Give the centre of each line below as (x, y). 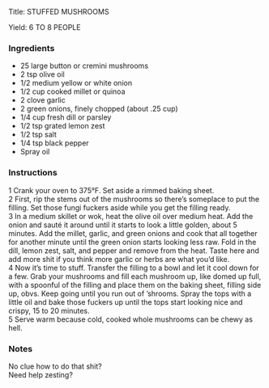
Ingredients (32, 48)
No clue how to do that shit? (56, 366)
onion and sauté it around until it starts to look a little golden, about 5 (123, 225)
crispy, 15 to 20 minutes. (49, 310)
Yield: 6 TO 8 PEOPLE (45, 27)
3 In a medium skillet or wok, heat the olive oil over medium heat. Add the (131, 216)
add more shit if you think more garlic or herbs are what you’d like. (119, 259)
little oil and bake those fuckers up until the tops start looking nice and (126, 302)
